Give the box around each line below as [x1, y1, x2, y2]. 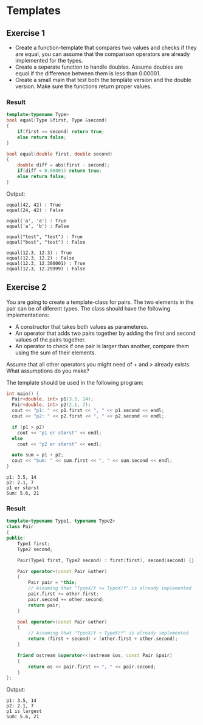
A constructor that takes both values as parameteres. [15, 323, 149, 330]
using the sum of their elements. [15, 349, 96, 356]
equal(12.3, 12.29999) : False [6, 266, 86, 272]
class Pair [6, 524, 34, 530]
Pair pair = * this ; [28, 580, 78, 586]
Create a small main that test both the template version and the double [15, 77, 191, 83]
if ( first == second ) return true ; [17, 128, 105, 134]
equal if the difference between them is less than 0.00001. [15, 70, 161, 77]
